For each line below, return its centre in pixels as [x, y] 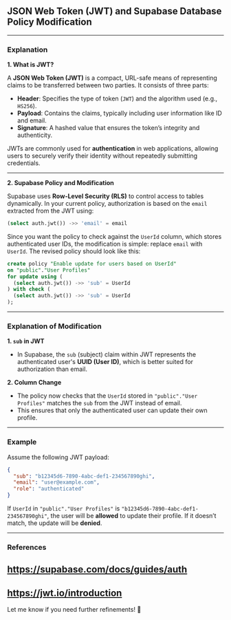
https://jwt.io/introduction [65, 593]
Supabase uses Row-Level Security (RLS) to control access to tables [106, 196]
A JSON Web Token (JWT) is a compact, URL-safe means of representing [112, 78]
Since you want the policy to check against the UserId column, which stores [114, 236]
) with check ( [29, 289]
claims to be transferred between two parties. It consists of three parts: [108, 85]
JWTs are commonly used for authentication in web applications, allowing [113, 149]
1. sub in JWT [26, 341]
